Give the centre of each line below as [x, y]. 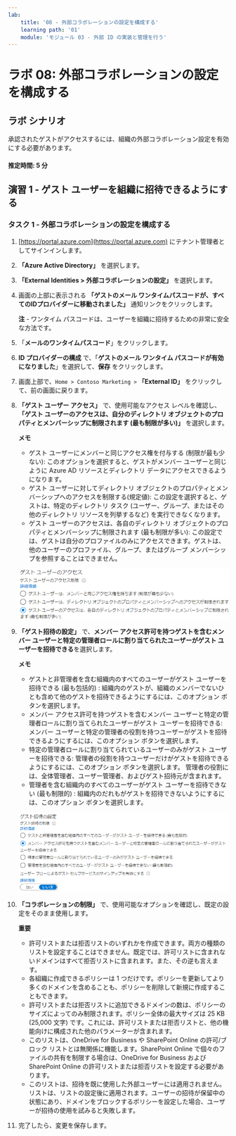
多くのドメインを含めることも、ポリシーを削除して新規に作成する [124, 987]
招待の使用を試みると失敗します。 [90, 1110]
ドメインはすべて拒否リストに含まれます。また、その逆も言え [124, 961]
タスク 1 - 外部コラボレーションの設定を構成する [89, 225]
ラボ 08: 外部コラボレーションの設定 [113, 75]
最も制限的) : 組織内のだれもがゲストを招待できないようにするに [132, 793]
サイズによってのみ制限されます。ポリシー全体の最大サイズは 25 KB [127, 1013]
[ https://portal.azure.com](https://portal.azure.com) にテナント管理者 [118, 241]
